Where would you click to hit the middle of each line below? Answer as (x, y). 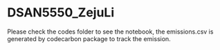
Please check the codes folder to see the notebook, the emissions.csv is (110, 32)
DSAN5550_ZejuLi (61, 13)
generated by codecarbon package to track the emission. (89, 38)
